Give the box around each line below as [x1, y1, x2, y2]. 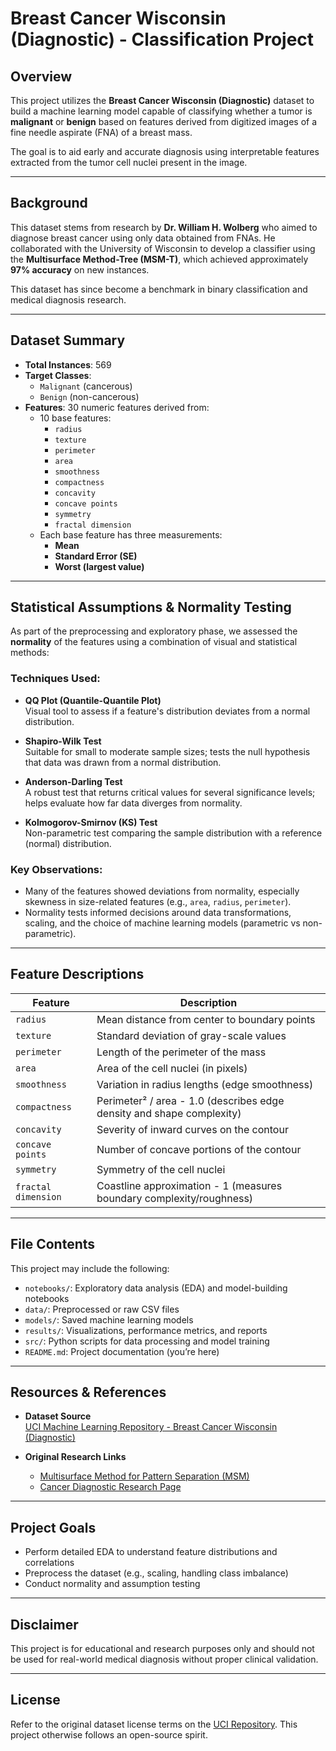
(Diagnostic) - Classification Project [10, 28, 315, 51]
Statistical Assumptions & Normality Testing [10, 599, 292, 616]
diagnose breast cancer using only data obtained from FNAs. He [10, 232, 276, 244]
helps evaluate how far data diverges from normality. [24, 797, 243, 809]
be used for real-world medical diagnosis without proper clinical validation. [10, 1653, 319, 1666]
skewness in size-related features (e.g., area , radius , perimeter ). [24, 896, 292, 908]
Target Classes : [24, 369, 92, 381]
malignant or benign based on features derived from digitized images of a [10, 116, 318, 127]
